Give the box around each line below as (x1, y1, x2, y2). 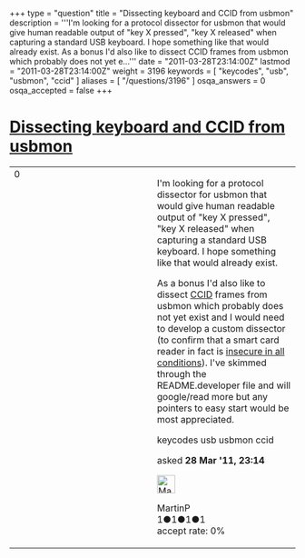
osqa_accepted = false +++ (9, 85, 113, 95)
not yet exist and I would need (157, 311, 285, 324)
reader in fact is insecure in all (157, 344, 285, 357)
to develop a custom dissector (157, 322, 286, 334)
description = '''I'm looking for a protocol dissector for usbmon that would (9, 17, 286, 28)
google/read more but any (157, 390, 269, 403)
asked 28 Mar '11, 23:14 (157, 453, 265, 466)
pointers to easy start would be (157, 402, 290, 414)
